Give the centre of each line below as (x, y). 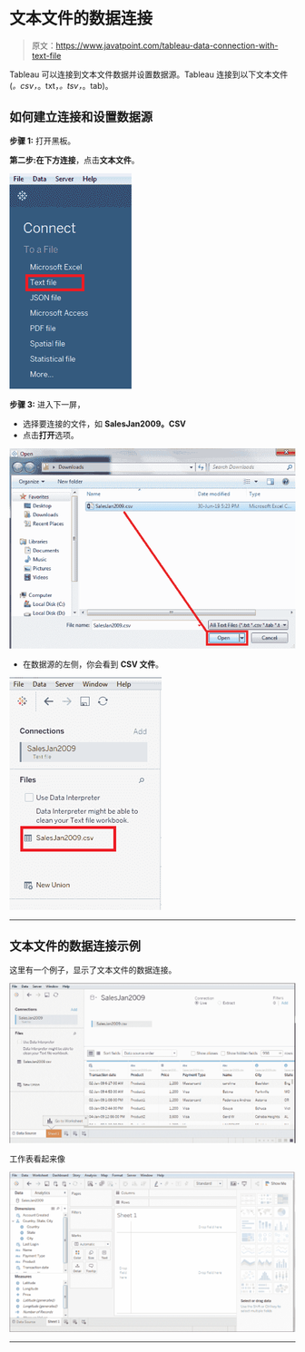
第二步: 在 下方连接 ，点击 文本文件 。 (74, 160)
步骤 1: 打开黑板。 (42, 141)
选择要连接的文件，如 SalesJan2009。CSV (104, 424)
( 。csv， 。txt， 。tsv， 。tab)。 (61, 85)
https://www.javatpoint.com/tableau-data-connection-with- (167, 45)
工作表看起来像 (37, 1159)
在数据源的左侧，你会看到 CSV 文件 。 (93, 664)
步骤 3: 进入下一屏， (47, 404)
